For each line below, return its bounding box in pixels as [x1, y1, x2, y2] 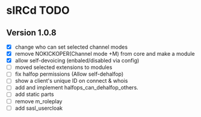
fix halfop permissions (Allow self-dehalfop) [14, 70, 124, 78]
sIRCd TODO [6, 4, 70, 17]
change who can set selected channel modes [14, 43, 128, 50]
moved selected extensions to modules [14, 64, 113, 71]
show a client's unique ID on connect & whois [14, 77, 128, 85]
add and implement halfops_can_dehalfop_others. [14, 84, 138, 91]
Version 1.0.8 [6, 28, 57, 38]
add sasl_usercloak [14, 104, 63, 112]
